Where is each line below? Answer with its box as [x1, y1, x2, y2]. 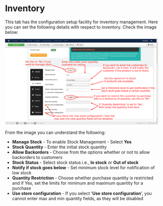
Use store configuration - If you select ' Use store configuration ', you [12, 190, 152, 196]
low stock [12, 170, 32, 175]
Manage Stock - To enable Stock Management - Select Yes [12, 139, 132, 144]
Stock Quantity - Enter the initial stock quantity [12, 144, 107, 150]
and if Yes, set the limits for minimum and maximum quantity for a [12, 180, 143, 186]
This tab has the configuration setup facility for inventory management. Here [5, 19, 158, 25]
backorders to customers [12, 154, 63, 160]
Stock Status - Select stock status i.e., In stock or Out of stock [12, 159, 139, 165]
